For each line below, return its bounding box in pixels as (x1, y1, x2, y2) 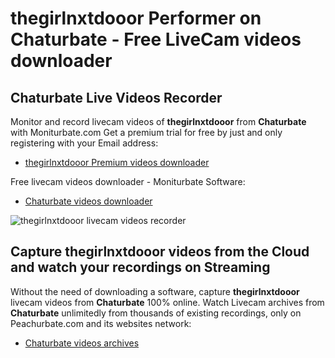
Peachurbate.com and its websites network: (10, 317, 192, 329)
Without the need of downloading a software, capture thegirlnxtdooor (10, 285, 300, 297)
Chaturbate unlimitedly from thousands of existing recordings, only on (10, 307, 302, 319)
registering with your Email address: (10, 137, 159, 149)
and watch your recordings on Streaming (10, 259, 271, 276)
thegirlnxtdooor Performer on (10, 7, 262, 30)
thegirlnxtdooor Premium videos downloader (24, 157, 210, 168)
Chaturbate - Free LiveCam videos (10, 28, 302, 51)
